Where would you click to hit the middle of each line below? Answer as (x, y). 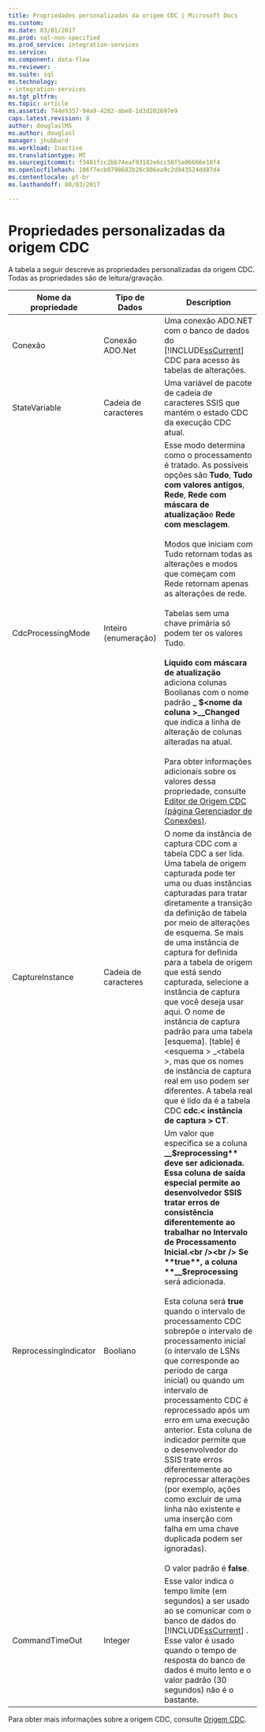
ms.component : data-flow (49, 60)
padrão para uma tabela (209, 1031)
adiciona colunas (196, 683)
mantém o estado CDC (206, 412)
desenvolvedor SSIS (203, 1193)
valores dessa (190, 781)
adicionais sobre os (200, 771)
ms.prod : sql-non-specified (54, 38)
